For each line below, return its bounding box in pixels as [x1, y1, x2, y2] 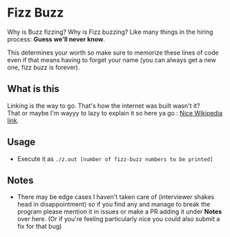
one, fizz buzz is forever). [7, 63, 80, 71]
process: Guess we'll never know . [7, 35, 106, 43]
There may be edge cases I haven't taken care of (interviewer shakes [17, 193, 215, 201]
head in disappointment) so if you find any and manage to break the [17, 200, 211, 209]
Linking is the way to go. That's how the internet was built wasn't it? [7, 102, 200, 110]
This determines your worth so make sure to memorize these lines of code [7, 48, 219, 57]
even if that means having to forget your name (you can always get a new [7, 55, 216, 64]
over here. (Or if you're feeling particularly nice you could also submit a [17, 215, 220, 223]
